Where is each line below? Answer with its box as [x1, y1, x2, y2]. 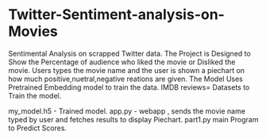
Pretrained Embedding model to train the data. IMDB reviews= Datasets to [8, 82, 250, 92]
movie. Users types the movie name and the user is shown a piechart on [8, 65, 245, 75]
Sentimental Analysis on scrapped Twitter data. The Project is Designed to [8, 48, 252, 58]
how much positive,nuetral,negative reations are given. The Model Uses [8, 74, 244, 83]
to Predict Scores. [8, 123, 67, 133]
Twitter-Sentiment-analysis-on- [8, 6, 225, 24]
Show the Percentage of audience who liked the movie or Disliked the [8, 57, 236, 67]
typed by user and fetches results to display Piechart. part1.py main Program [8, 114, 259, 124]
